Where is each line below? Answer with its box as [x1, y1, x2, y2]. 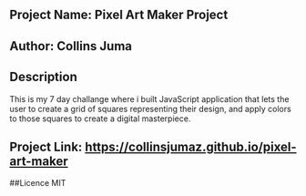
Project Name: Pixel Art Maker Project [9, 7, 229, 23]
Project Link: [9, 139, 83, 154]
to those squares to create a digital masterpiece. [9, 113, 191, 124]
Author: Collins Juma [9, 38, 132, 54]
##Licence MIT [9, 178, 66, 189]
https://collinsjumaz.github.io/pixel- [85, 139, 297, 154]
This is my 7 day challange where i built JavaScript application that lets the [9, 93, 290, 104]
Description [9, 69, 77, 85]
